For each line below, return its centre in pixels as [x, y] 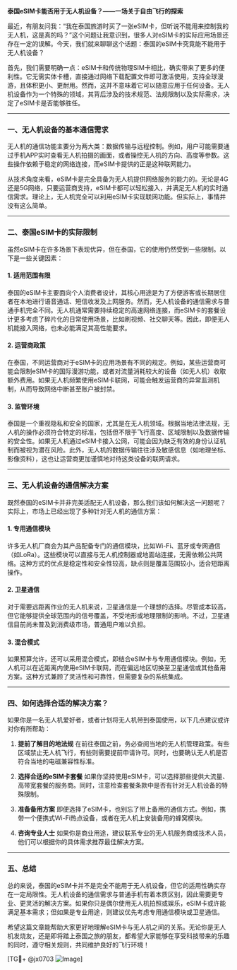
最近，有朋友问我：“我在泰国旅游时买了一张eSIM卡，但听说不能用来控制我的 [118, 26]
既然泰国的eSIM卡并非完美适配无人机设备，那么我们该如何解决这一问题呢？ [117, 502]
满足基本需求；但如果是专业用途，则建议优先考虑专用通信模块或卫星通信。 [115, 912]
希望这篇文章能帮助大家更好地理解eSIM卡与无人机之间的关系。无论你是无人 [117, 927]
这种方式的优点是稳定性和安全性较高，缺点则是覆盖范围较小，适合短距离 [124, 563]
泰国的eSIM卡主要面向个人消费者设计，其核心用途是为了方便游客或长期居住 [117, 292]
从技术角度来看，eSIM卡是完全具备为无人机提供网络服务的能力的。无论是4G [118, 179]
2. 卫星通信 [24, 590]
